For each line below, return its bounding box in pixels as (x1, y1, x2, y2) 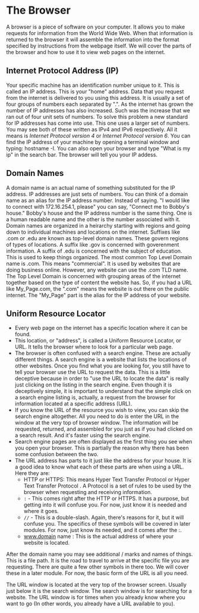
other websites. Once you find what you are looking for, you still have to (14, 362, 191, 369)
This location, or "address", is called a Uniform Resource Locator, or (14, 337, 181, 344)
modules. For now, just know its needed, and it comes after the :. (23, 527, 182, 534)
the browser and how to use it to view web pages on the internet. (6, 48, 166, 55)
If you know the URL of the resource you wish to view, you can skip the (14, 407, 189, 414)
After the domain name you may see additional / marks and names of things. (6, 551, 193, 558)
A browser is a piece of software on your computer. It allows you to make (6, 23, 185, 30)
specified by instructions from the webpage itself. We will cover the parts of (6, 42, 192, 49)
